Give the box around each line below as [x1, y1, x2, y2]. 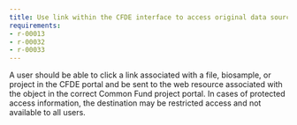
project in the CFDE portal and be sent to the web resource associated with [9, 79, 283, 90]
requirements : [9, 21, 62, 30]
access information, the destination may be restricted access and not [9, 98, 262, 108]
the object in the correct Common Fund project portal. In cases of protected [9, 89, 286, 99]
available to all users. [9, 107, 86, 118]
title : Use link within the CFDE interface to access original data [9, 12, 267, 22]
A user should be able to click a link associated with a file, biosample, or [9, 70, 271, 80]
